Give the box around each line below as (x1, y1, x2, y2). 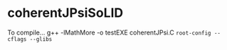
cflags (7, 35, 27, 43)
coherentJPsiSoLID (7, 5, 124, 21)
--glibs (29, 35, 53, 43)
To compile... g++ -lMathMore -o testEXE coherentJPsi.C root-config (7, 28, 211, 37)
